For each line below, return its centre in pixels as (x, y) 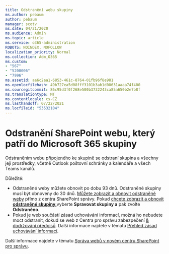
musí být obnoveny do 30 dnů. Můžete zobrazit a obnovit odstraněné (84, 193)
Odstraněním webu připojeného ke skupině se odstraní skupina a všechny (82, 158)
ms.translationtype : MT (30, 94)
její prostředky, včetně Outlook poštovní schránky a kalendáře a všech (78, 163)
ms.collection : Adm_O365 (31, 57)
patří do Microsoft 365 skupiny (71, 144)
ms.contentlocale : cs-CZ (31, 99)
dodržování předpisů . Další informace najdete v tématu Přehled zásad (85, 225)
